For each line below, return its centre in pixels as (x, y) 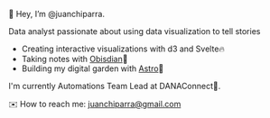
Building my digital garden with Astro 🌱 (93, 68)
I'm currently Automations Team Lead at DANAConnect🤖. (115, 86)
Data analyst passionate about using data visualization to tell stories (135, 31)
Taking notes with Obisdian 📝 (74, 59)
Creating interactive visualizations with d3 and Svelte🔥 (123, 49)
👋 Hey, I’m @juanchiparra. (57, 14)
